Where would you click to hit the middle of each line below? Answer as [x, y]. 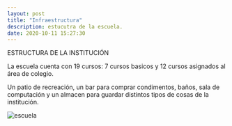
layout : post [26, 14]
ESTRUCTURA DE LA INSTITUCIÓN [58, 53]
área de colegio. [31, 74]
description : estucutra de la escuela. [65, 26]
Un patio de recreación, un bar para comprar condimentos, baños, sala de [114, 87]
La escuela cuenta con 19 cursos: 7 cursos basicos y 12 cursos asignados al [116, 66]
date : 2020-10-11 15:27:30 [46, 33]
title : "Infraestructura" [45, 20]
